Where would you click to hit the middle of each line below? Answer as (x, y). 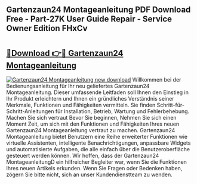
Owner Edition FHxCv (47, 28)
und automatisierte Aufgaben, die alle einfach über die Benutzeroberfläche (98, 149)
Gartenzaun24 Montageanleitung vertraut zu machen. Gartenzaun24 (91, 130)
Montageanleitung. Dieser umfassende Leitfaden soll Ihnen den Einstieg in (98, 92)
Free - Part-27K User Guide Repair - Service (89, 19)
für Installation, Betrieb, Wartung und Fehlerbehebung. (122, 111)
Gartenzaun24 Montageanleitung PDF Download (98, 10)
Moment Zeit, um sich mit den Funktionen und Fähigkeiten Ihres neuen (93, 124)
